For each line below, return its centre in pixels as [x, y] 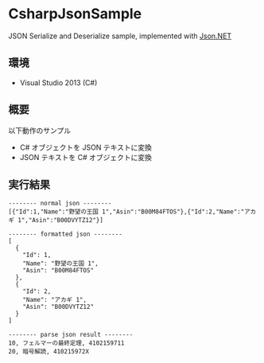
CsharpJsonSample [75, 14]
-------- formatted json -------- [66, 234]
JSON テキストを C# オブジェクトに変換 [86, 157]
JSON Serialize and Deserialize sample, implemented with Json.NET [120, 36]
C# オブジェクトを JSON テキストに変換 [86, 147]
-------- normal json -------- [60, 204]
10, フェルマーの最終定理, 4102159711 [66, 343]
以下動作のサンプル [40, 130]
